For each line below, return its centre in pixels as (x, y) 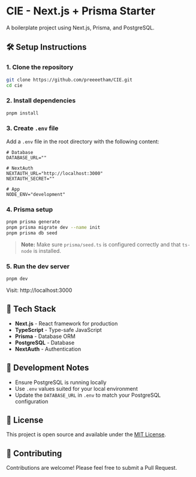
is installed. (47, 250)
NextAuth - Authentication (48, 349)
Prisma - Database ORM (45, 336)
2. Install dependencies (41, 101)
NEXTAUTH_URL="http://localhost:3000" (55, 173)
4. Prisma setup (29, 209)
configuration (31, 401)
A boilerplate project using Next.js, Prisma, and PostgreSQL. (80, 28)
